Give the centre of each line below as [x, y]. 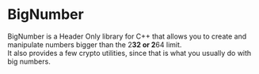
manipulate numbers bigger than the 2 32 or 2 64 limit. [95, 44]
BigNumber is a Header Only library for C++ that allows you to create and [127, 36]
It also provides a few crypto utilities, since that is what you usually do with [129, 53]
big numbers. [29, 61]
